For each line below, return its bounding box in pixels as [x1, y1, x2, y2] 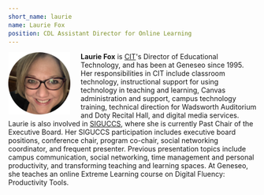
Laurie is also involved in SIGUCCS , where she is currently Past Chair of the [8, 119, 254, 129]
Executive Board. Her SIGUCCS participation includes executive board [8, 127, 236, 137]
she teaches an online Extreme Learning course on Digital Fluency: [8, 170, 225, 179]
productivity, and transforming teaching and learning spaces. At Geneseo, [8, 161, 248, 171]
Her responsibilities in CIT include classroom [80, 69, 226, 78]
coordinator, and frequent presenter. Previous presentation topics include [8, 144, 247, 154]
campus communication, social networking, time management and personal [8, 152, 255, 162]
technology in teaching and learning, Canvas [80, 85, 226, 95]
